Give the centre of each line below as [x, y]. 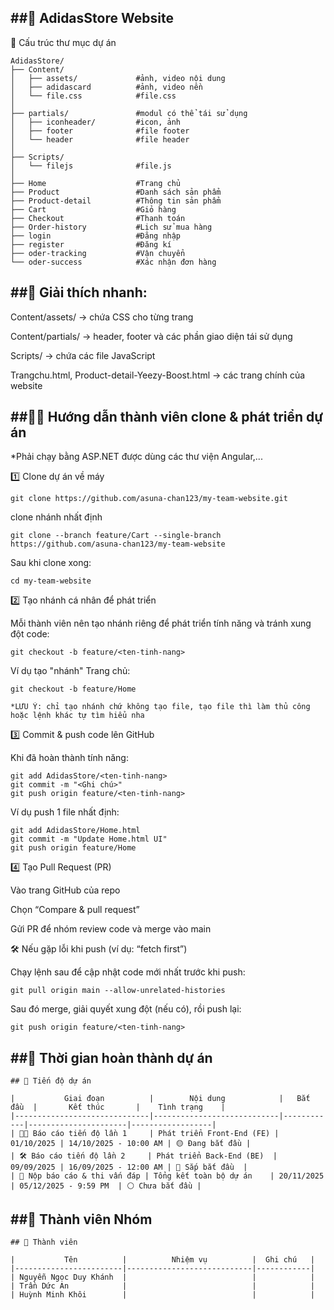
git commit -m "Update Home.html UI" [89, 839]
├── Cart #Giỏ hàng [93, 209]
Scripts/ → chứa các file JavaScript [83, 355]
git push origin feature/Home [73, 848]
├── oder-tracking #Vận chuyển [98, 253]
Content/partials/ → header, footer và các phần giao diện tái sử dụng [151, 336]
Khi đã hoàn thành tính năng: [69, 758]
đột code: [30, 634]
